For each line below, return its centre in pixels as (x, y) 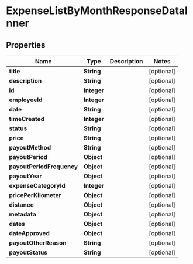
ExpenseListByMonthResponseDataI (97, 11)
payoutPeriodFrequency (43, 167)
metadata (23, 214)
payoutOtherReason (38, 243)
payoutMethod (30, 148)
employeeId (26, 100)
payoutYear (25, 176)
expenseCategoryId (37, 186)
